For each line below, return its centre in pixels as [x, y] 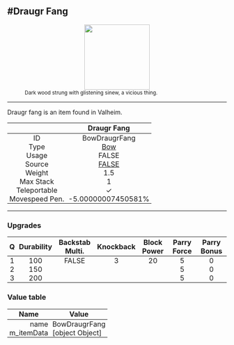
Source [37, 164]
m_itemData [29, 332]
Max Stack [37, 182]
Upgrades [24, 225]
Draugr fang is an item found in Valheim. [65, 112]
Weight [37, 173]
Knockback [116, 246]
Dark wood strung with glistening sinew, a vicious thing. [91, 93]
